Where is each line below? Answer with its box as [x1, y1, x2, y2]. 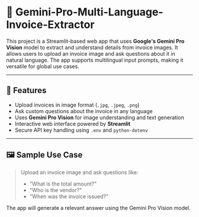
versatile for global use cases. [6, 62, 80, 70]
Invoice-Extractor [6, 18, 95, 31]
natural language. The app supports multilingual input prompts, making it [6, 56, 184, 63]
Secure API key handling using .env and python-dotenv [14, 126, 148, 133]
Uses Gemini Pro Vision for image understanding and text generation [14, 114, 185, 121]
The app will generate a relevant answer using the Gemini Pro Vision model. [6, 204, 191, 211]
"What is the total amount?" [29, 180, 97, 187]
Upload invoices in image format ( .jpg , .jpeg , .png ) [14, 101, 140, 108]
